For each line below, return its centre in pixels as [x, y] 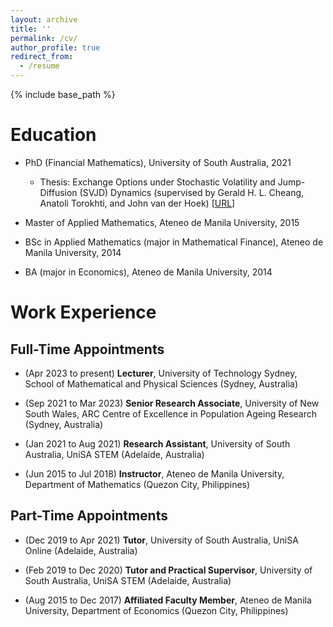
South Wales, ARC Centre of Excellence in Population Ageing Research [171, 413]
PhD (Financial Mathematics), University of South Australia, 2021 [158, 162]
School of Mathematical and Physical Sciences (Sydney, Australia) [161, 383]
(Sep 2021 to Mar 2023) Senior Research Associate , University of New [172, 403]
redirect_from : [42, 57]
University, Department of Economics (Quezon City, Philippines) [156, 610]
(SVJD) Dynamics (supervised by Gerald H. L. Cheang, [192, 192]
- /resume [39, 66]
